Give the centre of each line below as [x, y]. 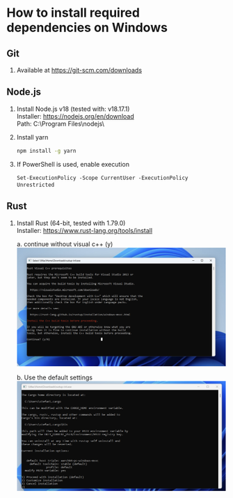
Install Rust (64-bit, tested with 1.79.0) [71, 223]
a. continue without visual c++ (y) [65, 244]
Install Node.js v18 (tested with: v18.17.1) [73, 109]
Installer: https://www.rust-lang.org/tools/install [85, 230]
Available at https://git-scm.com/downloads [79, 70]
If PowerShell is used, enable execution [73, 164]
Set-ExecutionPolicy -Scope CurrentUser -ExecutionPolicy [102, 178]
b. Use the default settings [55, 377]
